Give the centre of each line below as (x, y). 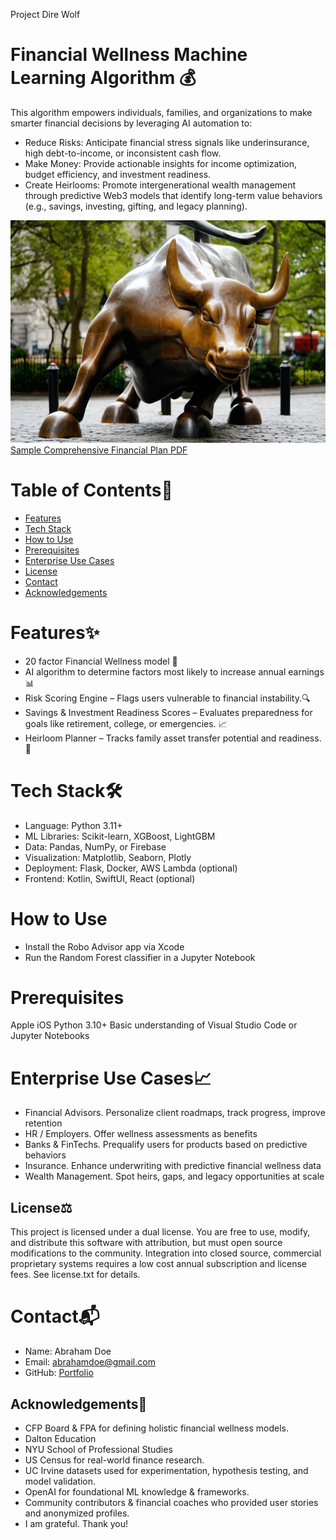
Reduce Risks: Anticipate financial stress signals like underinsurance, (167, 142)
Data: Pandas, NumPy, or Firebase (95, 846)
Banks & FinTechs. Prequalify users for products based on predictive (166, 1145)
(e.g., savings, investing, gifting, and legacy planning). (136, 206)
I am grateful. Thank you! (76, 1523)
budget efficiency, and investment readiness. (118, 174)
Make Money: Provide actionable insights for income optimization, (160, 163)
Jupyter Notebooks (50, 1036)
